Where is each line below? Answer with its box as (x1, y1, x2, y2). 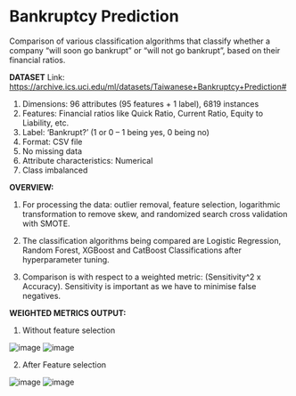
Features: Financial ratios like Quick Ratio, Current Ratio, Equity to (21, 108, 264, 118)
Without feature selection (21, 325, 116, 335)
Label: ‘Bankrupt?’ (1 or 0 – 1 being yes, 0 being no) (21, 126, 210, 137)
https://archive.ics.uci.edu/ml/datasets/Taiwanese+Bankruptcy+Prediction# (9, 81, 287, 92)
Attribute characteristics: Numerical (21, 155, 153, 166)
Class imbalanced (21, 165, 88, 175)
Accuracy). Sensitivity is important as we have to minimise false (21, 280, 257, 291)
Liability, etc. (21, 117, 70, 128)
